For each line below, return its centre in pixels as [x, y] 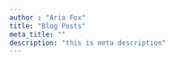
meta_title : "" [38, 34]
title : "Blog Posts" [48, 26]
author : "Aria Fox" [48, 17]
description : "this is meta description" [88, 43]
